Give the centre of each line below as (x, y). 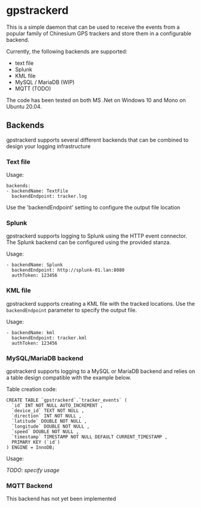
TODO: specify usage (33, 470)
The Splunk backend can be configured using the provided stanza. (88, 242)
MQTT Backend (29, 485)
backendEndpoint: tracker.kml (49, 338)
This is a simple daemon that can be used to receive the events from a (93, 27)
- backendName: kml (31, 333)
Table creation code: (31, 389)
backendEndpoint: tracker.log (49, 196)
